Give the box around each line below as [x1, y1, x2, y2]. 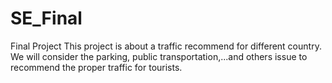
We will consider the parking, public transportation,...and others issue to [10, 50, 308, 62]
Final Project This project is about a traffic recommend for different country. [10, 40, 322, 52]
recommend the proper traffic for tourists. [10, 61, 183, 73]
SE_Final [10, 7, 83, 30]
